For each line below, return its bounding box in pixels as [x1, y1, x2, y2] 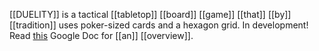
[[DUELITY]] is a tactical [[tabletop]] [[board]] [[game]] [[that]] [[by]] [9, 9, 292, 20]
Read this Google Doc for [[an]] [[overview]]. [9, 30, 194, 41]
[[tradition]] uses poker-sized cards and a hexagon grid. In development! [9, 19, 309, 31]
